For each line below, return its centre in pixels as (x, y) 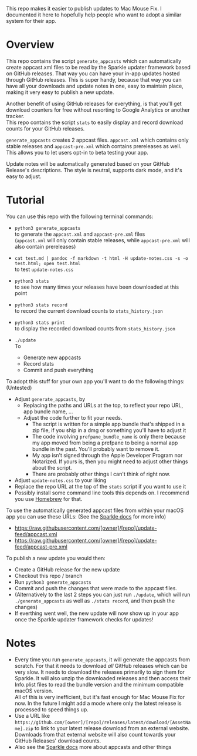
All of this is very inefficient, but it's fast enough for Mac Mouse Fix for (100, 697)
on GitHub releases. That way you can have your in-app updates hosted (93, 73)
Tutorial (26, 200)
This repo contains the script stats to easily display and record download (95, 122)
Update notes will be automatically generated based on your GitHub (88, 163)
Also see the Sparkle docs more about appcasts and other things (93, 747)
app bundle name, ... (48, 412)
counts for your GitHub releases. (45, 128)
